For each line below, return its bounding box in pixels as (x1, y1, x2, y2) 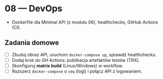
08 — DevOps (4, 3, 63, 14)
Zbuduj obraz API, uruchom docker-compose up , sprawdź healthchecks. (11, 52, 157, 57)
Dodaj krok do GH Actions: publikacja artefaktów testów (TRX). (11, 57, 140, 63)
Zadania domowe (4, 39, 59, 47)
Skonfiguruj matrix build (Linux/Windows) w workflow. (11, 62, 123, 69)
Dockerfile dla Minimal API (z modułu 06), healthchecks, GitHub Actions (11, 19, 159, 25)
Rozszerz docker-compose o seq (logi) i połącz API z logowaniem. (11, 68, 143, 74)
